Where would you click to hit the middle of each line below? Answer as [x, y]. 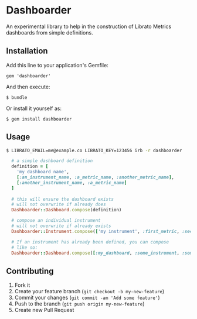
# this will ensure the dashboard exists [63, 199]
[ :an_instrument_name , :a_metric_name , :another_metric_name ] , [96, 177]
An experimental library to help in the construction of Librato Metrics [89, 26]
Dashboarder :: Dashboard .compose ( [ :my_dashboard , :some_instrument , [96, 253]
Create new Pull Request [44, 310]
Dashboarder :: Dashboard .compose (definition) [67, 210]
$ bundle [17, 97]
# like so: [25, 247]
